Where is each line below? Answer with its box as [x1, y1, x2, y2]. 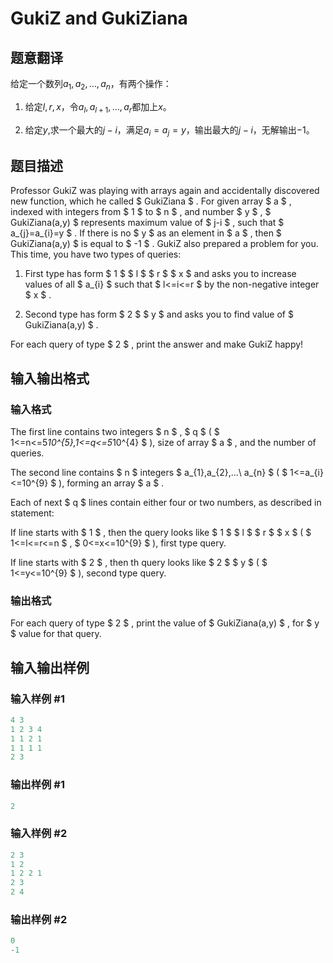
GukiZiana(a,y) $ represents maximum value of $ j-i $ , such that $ [10, 217, 285, 229]
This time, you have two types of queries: [10, 248, 182, 261]
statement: [10, 507, 55, 519]
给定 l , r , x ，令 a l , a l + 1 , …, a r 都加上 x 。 [24, 100, 172, 115]
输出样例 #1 [10, 778, 65, 792]
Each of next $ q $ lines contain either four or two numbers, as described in [10, 496, 322, 508]
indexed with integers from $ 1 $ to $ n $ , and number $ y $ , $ [10, 206, 272, 218]
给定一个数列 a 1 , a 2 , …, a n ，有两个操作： [10, 78, 172, 92]
